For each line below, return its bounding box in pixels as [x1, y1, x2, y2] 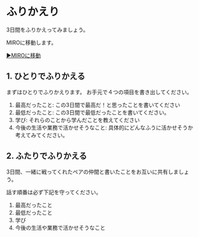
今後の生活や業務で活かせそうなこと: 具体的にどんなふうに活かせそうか [15, 124, 194, 131]
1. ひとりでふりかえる [6, 71, 86, 82]
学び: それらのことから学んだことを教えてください [15, 116, 140, 123]
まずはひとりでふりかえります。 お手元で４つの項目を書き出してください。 [6, 88, 192, 96]
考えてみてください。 [15, 131, 68, 138]
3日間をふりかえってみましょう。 [6, 26, 89, 33]
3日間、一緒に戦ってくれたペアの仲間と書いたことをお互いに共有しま [6, 168, 179, 175]
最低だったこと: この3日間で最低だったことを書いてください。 [15, 109, 170, 116]
